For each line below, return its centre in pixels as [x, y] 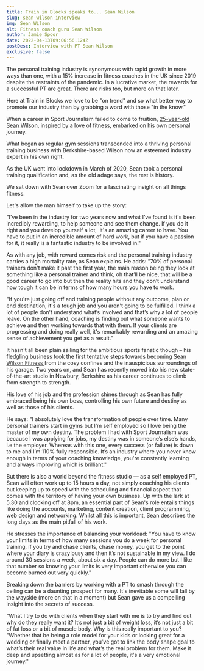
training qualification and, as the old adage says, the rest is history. [90, 175]
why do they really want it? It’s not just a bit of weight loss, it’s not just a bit [100, 622]
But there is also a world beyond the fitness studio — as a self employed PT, [102, 476]
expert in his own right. [35, 156]
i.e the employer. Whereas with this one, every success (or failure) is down [100, 445]
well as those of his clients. [40, 407]
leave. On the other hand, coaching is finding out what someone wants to [98, 318]
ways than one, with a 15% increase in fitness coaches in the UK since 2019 [101, 75]
